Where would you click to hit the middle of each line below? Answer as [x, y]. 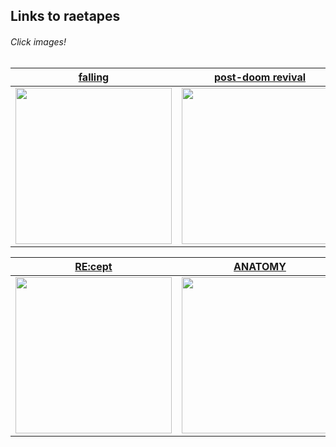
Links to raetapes [65, 16]
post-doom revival [260, 77]
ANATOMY [260, 266]
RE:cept [93, 266]
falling [94, 77]
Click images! [38, 41]
